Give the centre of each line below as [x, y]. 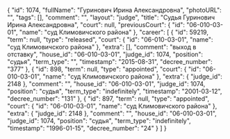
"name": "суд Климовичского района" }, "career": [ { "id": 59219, [114, 32]
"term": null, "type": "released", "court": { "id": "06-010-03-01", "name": [110, 40]
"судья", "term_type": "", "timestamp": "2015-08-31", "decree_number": [110, 62]
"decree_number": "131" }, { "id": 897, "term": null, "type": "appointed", [108, 99]
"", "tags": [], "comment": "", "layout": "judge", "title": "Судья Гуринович [111, 17]
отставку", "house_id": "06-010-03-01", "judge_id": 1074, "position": [105, 54]
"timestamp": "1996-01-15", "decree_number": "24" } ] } [87, 128]
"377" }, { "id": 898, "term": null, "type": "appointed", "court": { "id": [104, 69]
